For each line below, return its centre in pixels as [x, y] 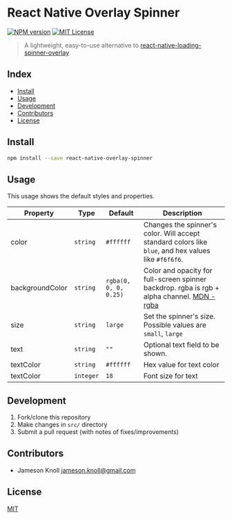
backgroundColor [39, 288]
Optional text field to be [181, 345]
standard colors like [175, 242]
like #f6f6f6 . [163, 259]
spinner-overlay [47, 53]
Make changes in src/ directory [62, 425]
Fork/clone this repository [54, 417]
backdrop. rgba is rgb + [181, 288]
